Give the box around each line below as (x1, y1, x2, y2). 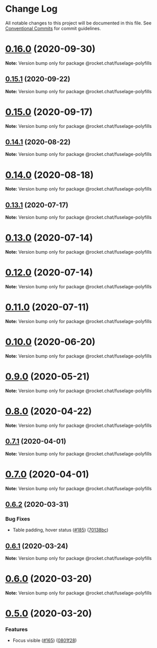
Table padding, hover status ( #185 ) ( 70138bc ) (12, 527, 109, 533)
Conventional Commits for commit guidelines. (5, 25, 101, 31)
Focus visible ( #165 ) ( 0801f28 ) (12, 637, 77, 643)
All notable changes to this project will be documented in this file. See (5, 20, 152, 26)
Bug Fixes (5, 515, 31, 522)
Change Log (5, 3, 58, 15)
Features (5, 626, 28, 633)
